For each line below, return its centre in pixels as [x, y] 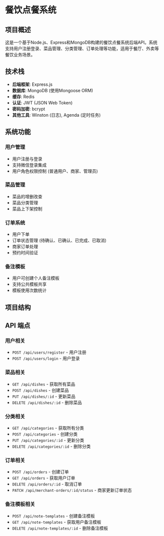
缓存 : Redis [23, 97]
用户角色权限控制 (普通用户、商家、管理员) [55, 171]
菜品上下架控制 [27, 208]
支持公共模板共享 [29, 284]
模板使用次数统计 [29, 290]
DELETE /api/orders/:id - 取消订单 [47, 484]
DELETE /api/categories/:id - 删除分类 [51, 446]
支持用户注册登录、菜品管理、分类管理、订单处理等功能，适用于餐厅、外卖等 [82, 49]
